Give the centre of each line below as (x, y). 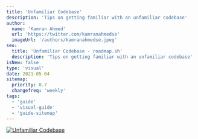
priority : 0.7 (29, 85)
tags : (13, 96)
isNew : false (23, 62)
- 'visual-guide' (34, 107)
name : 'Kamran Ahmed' (39, 29)
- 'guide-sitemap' (35, 113)
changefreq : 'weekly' (39, 91)
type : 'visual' (25, 68)
